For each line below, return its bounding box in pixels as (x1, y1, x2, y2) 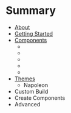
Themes (14, 75, 36, 82)
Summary (5, 4, 56, 18)
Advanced (14, 100, 41, 108)
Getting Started (14, 30, 53, 37)
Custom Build (14, 88, 49, 95)
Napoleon (23, 81, 49, 88)
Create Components (14, 94, 66, 102)
